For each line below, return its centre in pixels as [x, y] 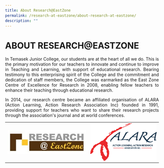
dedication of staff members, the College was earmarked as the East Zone [82, 80]
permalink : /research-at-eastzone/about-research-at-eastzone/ [71, 15]
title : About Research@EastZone [38, 10]
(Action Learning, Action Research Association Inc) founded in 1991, [82, 105]
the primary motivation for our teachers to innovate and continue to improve [82, 64]
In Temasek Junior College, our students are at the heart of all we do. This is [82, 59]
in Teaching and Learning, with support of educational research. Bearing [82, 70]
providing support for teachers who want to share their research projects [82, 110]
